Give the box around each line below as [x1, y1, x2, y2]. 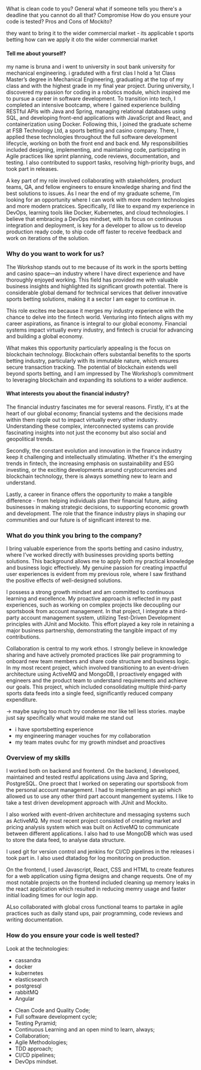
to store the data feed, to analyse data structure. [6, 837, 126, 844]
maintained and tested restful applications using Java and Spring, [6, 773, 168, 781]
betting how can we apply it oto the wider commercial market [6, 36, 158, 43]
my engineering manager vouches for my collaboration [14, 732, 151, 739]
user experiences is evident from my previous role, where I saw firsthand [6, 571, 187, 577]
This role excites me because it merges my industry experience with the [6, 307, 184, 314]
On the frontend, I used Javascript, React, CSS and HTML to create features [6, 866, 194, 873]
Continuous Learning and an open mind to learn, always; [14, 1025, 155, 1033]
